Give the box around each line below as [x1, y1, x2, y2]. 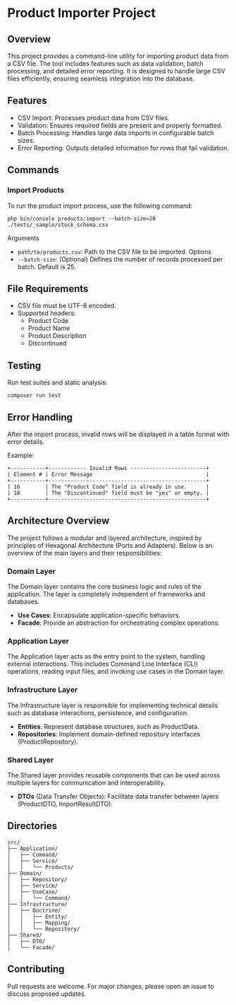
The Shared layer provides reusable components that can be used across [7, 770, 221, 779]
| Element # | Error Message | [7, 471, 210, 478]
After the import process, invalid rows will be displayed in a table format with [7, 430, 230, 438]
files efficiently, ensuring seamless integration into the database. [7, 74, 195, 83]
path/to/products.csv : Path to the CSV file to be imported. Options [17, 247, 212, 256]
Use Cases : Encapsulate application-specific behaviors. [17, 611, 181, 620]
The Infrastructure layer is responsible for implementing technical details [7, 701, 218, 710]
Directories [7, 820, 58, 832]
